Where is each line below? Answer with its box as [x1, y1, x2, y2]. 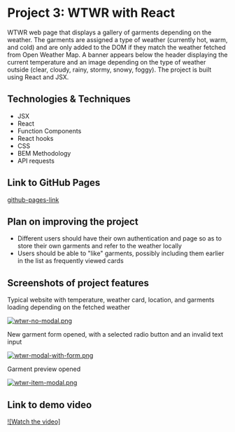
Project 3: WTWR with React [7, 5, 176, 21]
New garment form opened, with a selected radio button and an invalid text [7, 330, 224, 339]
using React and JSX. [7, 72, 69, 81]
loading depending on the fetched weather [7, 303, 131, 311]
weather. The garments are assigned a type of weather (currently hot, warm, [7, 35, 228, 43]
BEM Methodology [17, 149, 71, 157]
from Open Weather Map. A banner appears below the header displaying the [7, 50, 228, 59]
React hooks [17, 134, 54, 142]
